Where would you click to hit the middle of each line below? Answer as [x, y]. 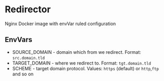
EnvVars [19, 40]
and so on [23, 74]
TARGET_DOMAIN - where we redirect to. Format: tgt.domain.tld [81, 63]
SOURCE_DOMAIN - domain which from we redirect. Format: [77, 52]
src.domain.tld [29, 58]
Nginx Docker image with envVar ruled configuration [60, 24]
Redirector [28, 9]
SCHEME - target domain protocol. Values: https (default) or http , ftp [85, 68]
